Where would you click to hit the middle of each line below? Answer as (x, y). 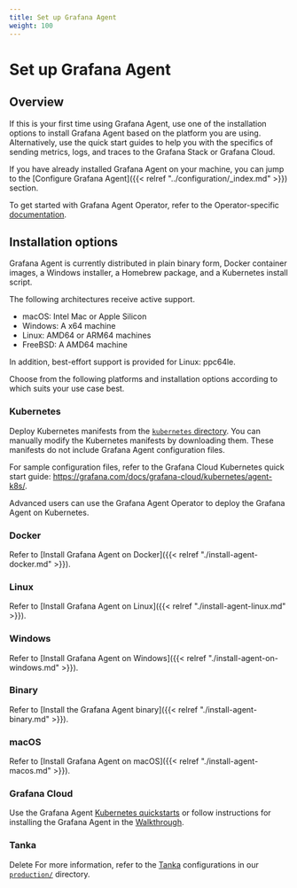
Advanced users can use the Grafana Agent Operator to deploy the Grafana (147, 502)
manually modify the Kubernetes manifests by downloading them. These (141, 440)
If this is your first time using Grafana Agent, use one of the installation (138, 123)
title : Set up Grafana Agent (63, 17)
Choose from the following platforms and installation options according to (143, 379)
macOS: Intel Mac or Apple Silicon (84, 316)
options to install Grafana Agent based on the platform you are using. (135, 133)
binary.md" (30, 719)
